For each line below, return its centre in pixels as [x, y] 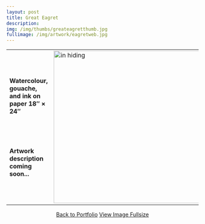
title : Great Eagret [33, 18]
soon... [19, 173]
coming [21, 166]
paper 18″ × [27, 103]
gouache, [23, 88]
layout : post [23, 12]
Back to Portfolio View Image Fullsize [103, 215]
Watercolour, [29, 81]
